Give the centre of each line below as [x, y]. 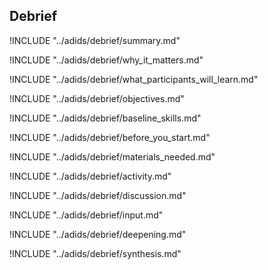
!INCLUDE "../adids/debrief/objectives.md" [97, 98]
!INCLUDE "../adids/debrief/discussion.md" [98, 195]
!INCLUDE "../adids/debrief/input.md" [86, 215]
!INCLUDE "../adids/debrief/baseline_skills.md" [105, 118]
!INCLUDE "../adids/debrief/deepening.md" [98, 234]
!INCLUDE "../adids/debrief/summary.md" [95, 40]
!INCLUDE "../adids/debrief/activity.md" [90, 176]
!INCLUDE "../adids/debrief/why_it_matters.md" [106, 60]
